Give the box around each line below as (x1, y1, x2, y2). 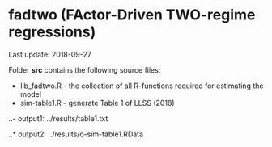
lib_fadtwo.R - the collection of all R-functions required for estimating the (19, 81, 264, 90)
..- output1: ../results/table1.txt (8, 113, 108, 123)
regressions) (8, 23, 96, 41)
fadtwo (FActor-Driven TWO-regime (8, 6, 256, 24)
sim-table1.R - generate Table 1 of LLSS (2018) (19, 98, 176, 107)
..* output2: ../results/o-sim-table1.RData (8, 129, 144, 139)
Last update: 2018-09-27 (8, 49, 91, 59)
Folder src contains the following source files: (8, 65, 161, 74)
